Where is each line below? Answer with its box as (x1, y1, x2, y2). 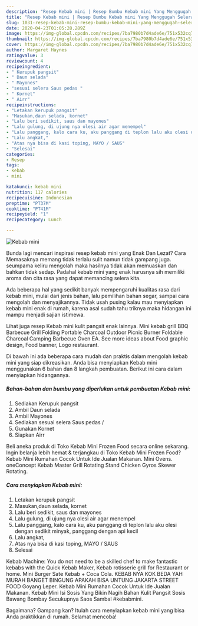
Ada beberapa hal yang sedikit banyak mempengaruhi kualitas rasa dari (6, 286, 180, 293)
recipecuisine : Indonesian (6, 195, 72, 201)
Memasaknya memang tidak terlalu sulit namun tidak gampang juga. (6, 256, 171, 263)
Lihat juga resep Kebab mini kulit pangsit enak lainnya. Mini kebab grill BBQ (6, 323, 189, 329)
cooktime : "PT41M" (6, 206, 51, 212)
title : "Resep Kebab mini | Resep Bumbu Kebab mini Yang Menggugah (6, 14, 176, 20)
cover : (6, 42, 22, 48)
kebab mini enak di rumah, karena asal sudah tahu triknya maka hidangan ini (6, 305, 192, 312)
